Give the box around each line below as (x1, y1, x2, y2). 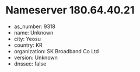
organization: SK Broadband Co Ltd (13, 47, 99, 54)
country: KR (13, 42, 43, 49)
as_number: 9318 (13, 23, 56, 30)
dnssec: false (13, 60, 47, 67)
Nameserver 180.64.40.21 (5, 4, 135, 17)
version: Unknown (13, 54, 58, 61)
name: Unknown (13, 29, 54, 36)
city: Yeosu (13, 35, 41, 42)
